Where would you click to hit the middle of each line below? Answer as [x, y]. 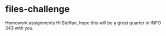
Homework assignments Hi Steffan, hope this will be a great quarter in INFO [83, 23]
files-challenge [37, 9]
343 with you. [19, 28]
